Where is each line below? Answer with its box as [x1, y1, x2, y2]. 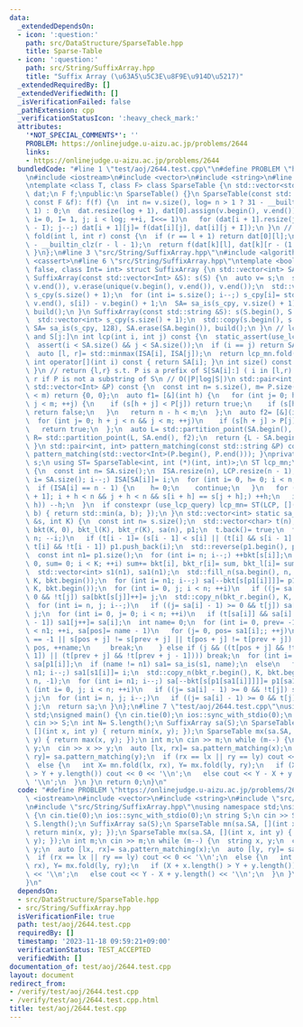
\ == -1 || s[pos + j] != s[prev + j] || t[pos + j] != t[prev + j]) [25, 634, 293, 644]
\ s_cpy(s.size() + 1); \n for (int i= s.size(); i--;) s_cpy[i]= [25, 290, 280, 299]
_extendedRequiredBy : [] [17, 80, 111, 89]
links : [25, 147, 50, 156]
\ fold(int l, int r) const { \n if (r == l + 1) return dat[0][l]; [25, 231, 289, 240]
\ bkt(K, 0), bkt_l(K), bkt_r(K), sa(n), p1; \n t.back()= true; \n [25, 526, 284, 535]
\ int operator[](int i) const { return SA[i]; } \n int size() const [25, 358, 293, 367]
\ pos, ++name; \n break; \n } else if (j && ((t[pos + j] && [25, 643, 284, 652]
